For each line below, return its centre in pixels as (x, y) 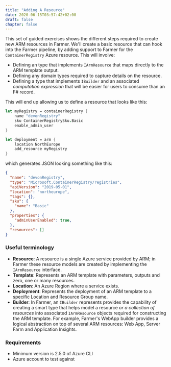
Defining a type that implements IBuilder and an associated (76, 81)
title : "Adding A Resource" (35, 10)
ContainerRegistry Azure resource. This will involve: (60, 55)
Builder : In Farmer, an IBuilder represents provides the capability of (84, 302)
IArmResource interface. (37, 270)
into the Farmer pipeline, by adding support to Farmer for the (69, 50)
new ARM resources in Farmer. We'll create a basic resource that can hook (84, 44)
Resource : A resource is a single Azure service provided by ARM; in (84, 259)
